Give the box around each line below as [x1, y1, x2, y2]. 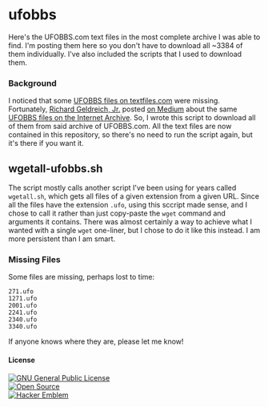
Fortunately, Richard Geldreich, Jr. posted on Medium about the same [8, 104, 238, 114]
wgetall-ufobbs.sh [8, 162, 103, 175]
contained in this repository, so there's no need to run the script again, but [8, 130, 254, 139]
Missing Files [8, 254, 62, 265]
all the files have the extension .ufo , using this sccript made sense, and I [8, 200, 248, 210]
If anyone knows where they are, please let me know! [8, 336, 184, 346]
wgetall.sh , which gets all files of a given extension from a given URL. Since [8, 191, 260, 201]
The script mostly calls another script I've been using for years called [8, 183, 237, 193]
